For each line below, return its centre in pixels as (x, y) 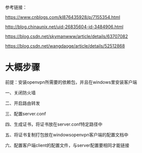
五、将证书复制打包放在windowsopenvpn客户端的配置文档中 (67, 135)
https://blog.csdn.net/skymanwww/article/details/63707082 (67, 36)
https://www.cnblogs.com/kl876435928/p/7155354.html (63, 17)
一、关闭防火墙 (20, 93)
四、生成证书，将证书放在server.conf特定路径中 (54, 124)
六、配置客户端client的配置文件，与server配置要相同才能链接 (67, 145)
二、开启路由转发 (23, 103)
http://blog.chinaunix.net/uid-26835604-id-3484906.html (64, 27)
